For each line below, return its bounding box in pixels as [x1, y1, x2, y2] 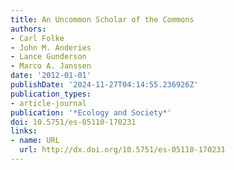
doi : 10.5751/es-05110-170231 [10, 117, 137, 127]
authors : [10, 24, 47, 34]
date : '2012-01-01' [10, 71, 92, 81]
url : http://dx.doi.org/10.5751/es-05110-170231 [19, 145, 226, 155]
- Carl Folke [10, 33, 65, 43]
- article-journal [10, 98, 87, 108]
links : [10, 126, 38, 136]
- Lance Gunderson [10, 52, 87, 62]
